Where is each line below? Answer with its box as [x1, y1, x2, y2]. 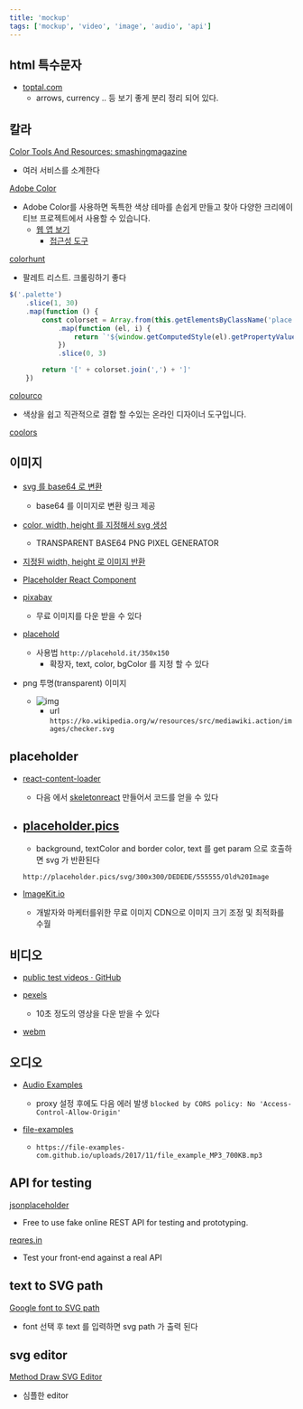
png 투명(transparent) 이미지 [22, 677, 127, 688]
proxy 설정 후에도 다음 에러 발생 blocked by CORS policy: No [35, 1097, 256, 1108]
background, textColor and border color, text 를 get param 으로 [35, 843, 269, 854]
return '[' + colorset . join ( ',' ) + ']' [41, 365, 192, 375]
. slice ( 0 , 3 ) [57, 349, 106, 358]
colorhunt [9, 254, 46, 265]
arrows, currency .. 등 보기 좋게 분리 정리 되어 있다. [35, 92, 219, 104]
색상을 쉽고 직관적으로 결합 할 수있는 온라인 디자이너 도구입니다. [22, 409, 246, 419]
